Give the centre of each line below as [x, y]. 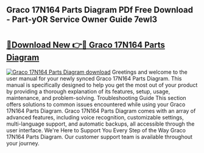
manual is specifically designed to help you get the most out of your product [102, 85]
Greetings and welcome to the [149, 72]
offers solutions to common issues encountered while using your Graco [96, 104]
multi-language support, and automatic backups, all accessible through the [100, 124]
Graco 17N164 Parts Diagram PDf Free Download [100, 10]
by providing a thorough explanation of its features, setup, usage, [88, 91]
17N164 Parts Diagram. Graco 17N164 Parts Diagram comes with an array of [101, 111]
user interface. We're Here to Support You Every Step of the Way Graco [96, 130]
